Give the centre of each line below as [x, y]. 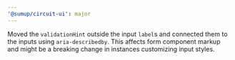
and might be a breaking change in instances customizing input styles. [111, 49]
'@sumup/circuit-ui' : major [49, 14]
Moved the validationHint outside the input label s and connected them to [117, 34]
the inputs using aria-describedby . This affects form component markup [114, 41]
